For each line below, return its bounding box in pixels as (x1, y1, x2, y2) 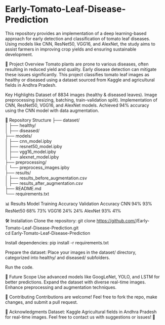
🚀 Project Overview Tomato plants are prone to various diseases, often (5, 61, 149, 67)
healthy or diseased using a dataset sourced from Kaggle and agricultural (5, 77, 155, 83)
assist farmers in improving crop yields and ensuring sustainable (5, 46, 137, 52)
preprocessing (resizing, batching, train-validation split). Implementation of (5, 97, 158, 103)
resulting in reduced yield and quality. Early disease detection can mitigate (5, 66, 157, 72)
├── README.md (5, 185, 41, 191)
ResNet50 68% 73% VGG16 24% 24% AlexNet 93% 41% (5, 208, 122, 214)
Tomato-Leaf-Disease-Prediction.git (5, 224, 79, 231)
